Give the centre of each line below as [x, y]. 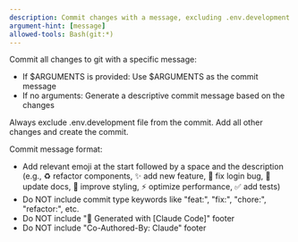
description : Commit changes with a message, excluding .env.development [150, 17]
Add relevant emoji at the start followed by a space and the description [153, 167]
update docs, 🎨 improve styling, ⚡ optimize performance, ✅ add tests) [151, 187]
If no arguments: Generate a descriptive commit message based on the [153, 96]
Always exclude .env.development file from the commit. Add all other [136, 122]
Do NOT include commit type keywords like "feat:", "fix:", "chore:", [144, 200]
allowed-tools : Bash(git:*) [62, 34]
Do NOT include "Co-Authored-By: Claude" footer [114, 228]
